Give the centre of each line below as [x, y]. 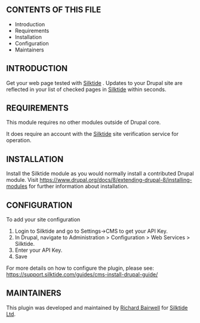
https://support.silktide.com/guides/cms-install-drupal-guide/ [82, 275]
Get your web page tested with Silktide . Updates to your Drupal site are [95, 83]
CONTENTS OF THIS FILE [54, 10]
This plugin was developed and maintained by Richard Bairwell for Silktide [97, 307]
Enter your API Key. [39, 250]
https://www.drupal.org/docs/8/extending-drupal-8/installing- [116, 180]
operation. [19, 141]
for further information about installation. [79, 186]
